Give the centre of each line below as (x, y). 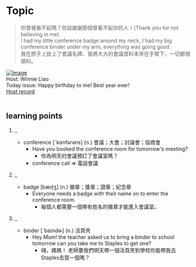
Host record (21, 91)
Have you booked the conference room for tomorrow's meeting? (110, 149)
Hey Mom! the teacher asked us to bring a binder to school (103, 237)
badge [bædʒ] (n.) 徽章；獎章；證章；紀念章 (77, 187)
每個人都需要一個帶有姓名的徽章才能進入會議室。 (100, 207)
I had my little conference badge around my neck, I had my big (96, 40)
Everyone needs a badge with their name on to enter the (100, 193)
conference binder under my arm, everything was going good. (96, 47)
